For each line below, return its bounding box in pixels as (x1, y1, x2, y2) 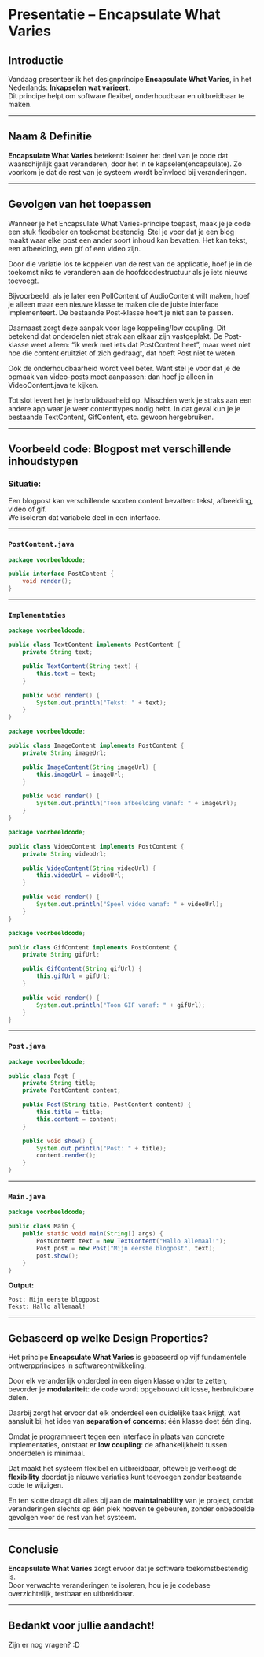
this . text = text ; (36, 670, 97, 678)
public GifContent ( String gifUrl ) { (22, 965, 143, 973)
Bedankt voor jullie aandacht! (8, 1619, 155, 1633)
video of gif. (8, 504, 47, 514)
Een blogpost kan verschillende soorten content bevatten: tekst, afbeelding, (8, 496, 254, 506)
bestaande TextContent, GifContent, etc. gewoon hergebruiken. (8, 412, 214, 422)
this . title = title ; (36, 1109, 104, 1116)
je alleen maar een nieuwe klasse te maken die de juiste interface (8, 299, 219, 309)
